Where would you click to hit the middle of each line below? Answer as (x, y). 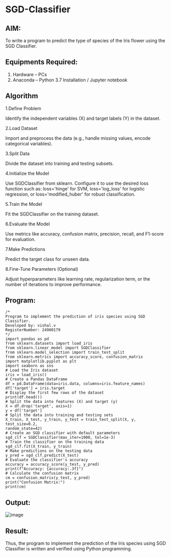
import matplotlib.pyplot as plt (41, 361)
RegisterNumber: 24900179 (33, 330)
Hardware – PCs (30, 74)
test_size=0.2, (22, 424)
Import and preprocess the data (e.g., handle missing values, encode (78, 138)
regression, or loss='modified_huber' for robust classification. (70, 194)
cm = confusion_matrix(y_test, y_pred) (48, 478)
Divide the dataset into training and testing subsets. (60, 163)
